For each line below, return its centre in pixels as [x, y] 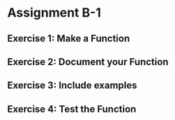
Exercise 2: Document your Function [88, 61]
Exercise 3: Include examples [72, 86]
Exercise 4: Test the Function [72, 109]
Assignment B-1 [54, 13]
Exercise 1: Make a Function [69, 38]
